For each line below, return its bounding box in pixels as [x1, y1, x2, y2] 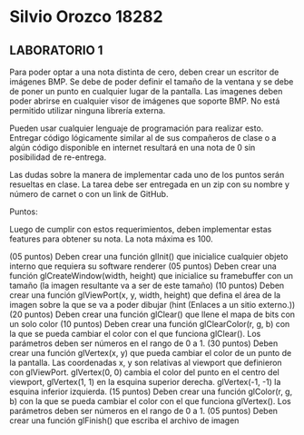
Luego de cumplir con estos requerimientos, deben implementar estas [9, 224, 272, 234]
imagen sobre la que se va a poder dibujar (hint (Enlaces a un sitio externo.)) [9, 300, 296, 310]
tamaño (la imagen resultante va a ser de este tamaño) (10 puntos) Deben [9, 280, 285, 291]
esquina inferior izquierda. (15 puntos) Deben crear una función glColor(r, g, [9, 386, 293, 397]
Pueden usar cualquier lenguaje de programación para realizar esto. [9, 123, 264, 133]
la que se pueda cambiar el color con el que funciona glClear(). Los [9, 329, 261, 339]
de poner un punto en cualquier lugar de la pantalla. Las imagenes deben [9, 86, 283, 96]
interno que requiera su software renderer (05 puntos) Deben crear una [9, 261, 277, 272]
